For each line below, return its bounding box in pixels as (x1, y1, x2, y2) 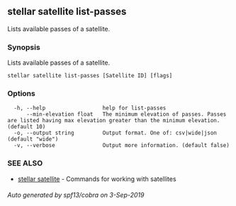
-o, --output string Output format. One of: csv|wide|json (13, 129, 218, 137)
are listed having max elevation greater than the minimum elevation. (7, 117, 220, 124)
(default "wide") (7, 136, 59, 143)
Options (7, 89, 35, 99)
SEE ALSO (7, 158, 43, 168)
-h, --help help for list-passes (13, 104, 167, 112)
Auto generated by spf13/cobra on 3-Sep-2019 (7, 191, 145, 200)
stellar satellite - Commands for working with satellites (17, 174, 176, 183)
